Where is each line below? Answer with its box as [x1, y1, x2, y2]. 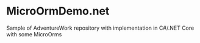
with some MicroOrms [6, 30, 62, 38]
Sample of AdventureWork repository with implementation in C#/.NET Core [6, 24, 195, 31]
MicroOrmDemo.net [6, 4, 110, 18]
